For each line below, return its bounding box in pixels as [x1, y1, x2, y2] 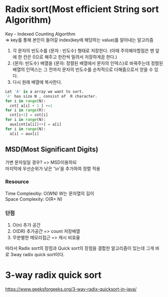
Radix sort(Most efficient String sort [5, 4, 159, 15]
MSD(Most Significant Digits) [5, 145, 99, 154]
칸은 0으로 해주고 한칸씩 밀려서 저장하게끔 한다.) [23, 54, 117, 60]
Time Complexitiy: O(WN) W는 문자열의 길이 [5, 190, 94, 196]
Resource [5, 178, 29, 185]
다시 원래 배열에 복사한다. [12, 79, 63, 85]
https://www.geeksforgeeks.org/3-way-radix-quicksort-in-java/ [5, 286, 137, 292]
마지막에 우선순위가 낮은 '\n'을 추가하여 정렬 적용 [5, 165, 100, 172]
